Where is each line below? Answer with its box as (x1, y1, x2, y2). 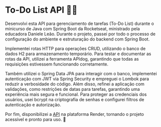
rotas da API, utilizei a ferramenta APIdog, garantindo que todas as (5, 56, 139, 62)
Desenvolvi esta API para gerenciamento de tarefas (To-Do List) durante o (5, 21, 154, 26)
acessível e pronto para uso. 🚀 (5, 116, 66, 122)
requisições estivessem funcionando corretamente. (5, 61, 109, 67)
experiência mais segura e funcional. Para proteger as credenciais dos (5, 91, 147, 97)
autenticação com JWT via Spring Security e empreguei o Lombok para (5, 76, 149, 82)
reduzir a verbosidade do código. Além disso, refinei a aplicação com (5, 81, 145, 87)
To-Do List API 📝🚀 (5, 4, 78, 16)
